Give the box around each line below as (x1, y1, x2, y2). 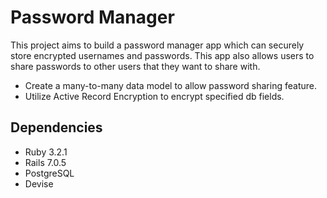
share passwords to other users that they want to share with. (10, 60, 261, 72)
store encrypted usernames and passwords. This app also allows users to (10, 49, 315, 61)
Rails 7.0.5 (24, 156, 67, 168)
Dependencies (10, 119, 103, 136)
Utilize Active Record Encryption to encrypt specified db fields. (24, 90, 285, 102)
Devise (24, 177, 54, 190)
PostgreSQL (24, 167, 75, 179)
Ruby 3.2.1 (24, 146, 68, 158)
